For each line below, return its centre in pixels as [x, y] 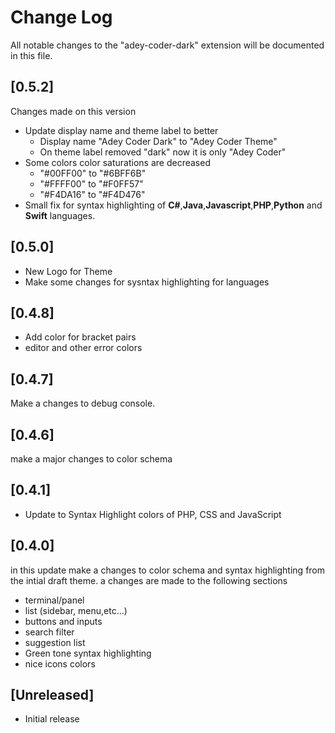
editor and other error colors [83, 348]
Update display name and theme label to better [121, 130]
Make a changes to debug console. [83, 403]
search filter [49, 632]
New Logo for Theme [68, 271]
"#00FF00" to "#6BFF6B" [93, 173]
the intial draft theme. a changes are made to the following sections [149, 580]
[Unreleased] [52, 695]
